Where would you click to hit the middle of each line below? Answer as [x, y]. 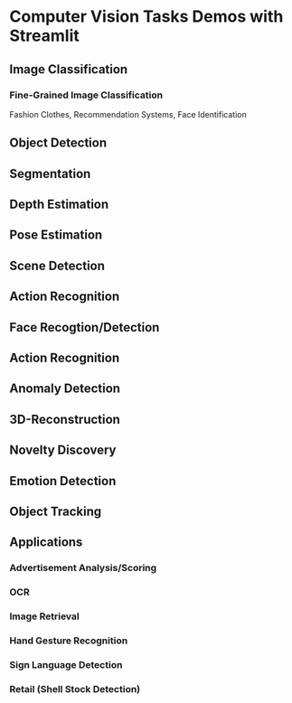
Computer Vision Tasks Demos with [146, 17]
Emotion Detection [63, 481]
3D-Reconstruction [65, 419]
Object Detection [58, 143]
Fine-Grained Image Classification [86, 95]
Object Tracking [56, 511]
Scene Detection [57, 265]
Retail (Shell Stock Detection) [75, 689]
